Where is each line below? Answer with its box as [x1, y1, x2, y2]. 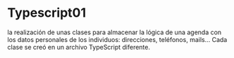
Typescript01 [7, 5, 87, 21]
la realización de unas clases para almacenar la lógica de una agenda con [7, 28, 222, 36]
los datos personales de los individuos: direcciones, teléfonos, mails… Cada [7, 35, 228, 43]
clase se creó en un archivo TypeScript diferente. [7, 43, 150, 51]
